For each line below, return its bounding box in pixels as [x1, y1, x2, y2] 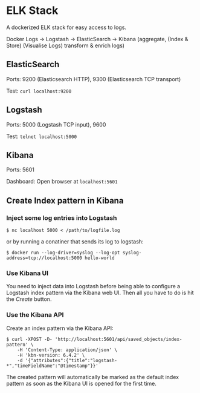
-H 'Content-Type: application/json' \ [17, 346, 118, 353]
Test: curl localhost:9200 [6, 87, 72, 94]
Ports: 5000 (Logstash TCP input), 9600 [6, 121, 106, 128]
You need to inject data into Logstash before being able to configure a [6, 283, 181, 290]
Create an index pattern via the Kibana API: [6, 325, 114, 332]
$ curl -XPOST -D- [6, 336, 53, 342]
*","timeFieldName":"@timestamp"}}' [6, 363, 98, 369]
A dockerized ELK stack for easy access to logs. [6, 24, 127, 31]
